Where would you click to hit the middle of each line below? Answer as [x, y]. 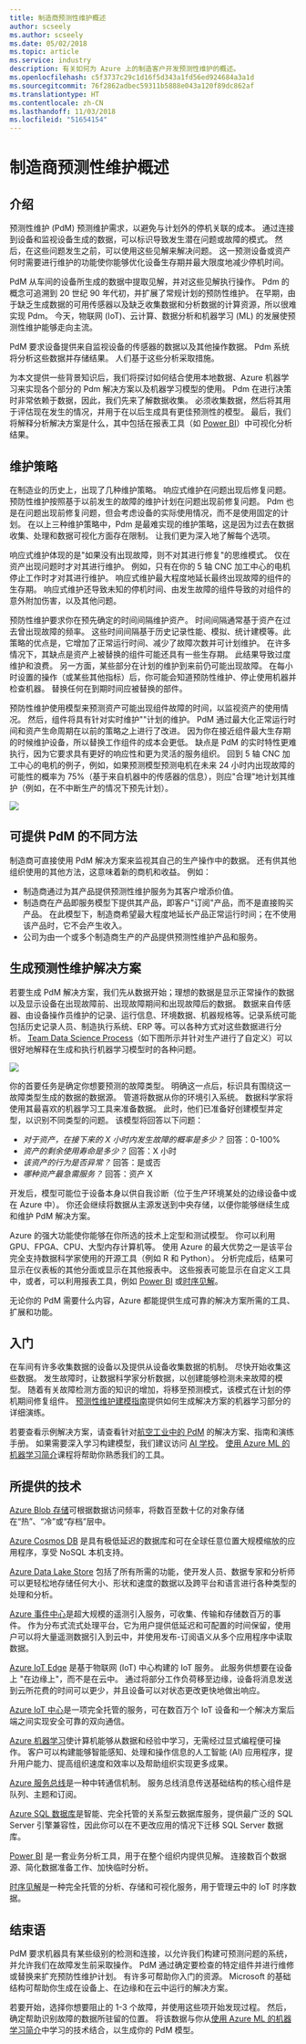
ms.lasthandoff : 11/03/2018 [63, 111]
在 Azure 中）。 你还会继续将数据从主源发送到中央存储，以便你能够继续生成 [149, 1204]
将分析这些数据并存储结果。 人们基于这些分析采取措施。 [114, 358]
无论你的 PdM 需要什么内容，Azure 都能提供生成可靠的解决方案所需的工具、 [152, 1300]
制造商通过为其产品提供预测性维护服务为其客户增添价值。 [130, 890]
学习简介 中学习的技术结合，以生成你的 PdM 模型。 [104, 2030]
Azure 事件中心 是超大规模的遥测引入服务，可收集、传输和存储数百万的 [141, 1614]
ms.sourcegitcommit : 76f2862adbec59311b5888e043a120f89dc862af [132, 86]
